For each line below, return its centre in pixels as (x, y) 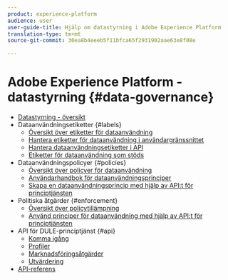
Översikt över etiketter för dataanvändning (90, 132)
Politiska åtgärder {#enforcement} (68, 201)
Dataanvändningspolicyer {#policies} (72, 163)
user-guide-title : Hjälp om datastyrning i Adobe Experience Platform (114, 27)
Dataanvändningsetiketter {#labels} (70, 125)
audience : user (30, 21)
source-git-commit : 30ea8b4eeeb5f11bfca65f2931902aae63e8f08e (102, 41)
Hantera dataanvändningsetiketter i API (86, 148)
